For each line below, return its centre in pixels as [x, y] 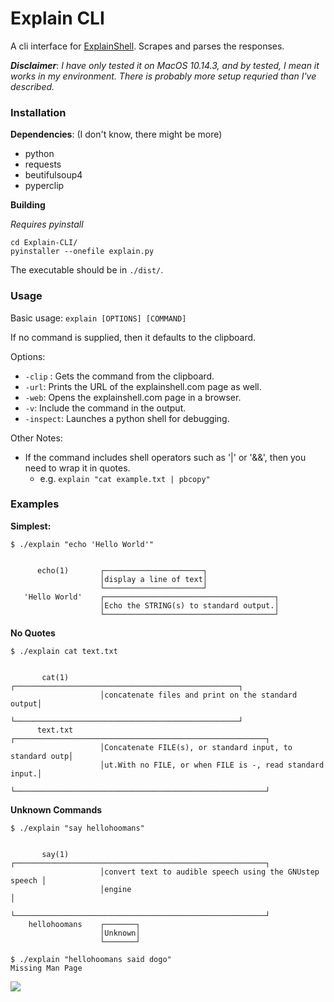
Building [28, 205]
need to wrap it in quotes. [77, 468]
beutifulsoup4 [53, 175]
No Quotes [33, 633]
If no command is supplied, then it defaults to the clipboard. [133, 337]
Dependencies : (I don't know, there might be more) [116, 134]
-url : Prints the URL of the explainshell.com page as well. [143, 386]
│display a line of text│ [153, 579]
